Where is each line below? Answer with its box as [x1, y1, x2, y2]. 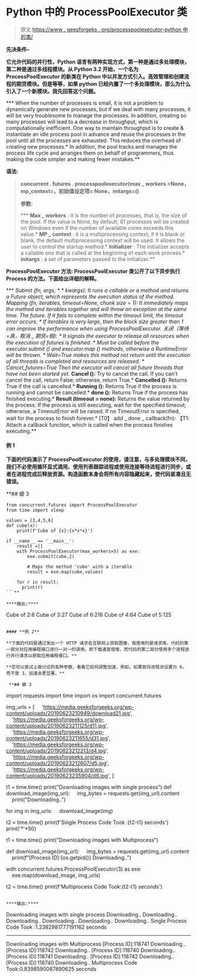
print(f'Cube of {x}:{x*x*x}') [16, 528, 93, 534]
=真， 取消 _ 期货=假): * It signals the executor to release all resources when [6, 332, 189, 339]
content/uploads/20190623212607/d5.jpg [6, 759, 107, 767]
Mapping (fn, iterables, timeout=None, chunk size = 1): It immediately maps [6, 299, 189, 306]
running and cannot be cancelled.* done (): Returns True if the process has [6, 389, 188, 396]
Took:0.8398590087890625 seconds [6, 965, 97, 973]
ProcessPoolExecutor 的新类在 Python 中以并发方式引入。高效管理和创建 [6, 73, 184, 80]
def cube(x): [6, 523, 38, 529]
